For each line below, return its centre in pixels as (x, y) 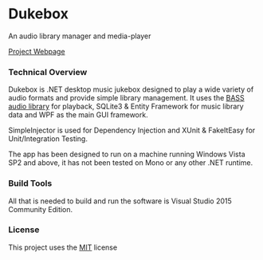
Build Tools (30, 183)
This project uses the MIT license (63, 247)
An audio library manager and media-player (80, 36)
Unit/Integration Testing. (48, 139)
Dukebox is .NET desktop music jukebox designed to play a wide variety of (131, 89)
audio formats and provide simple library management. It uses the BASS (126, 98)
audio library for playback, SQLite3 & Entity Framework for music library (126, 106)
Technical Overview (48, 72)
